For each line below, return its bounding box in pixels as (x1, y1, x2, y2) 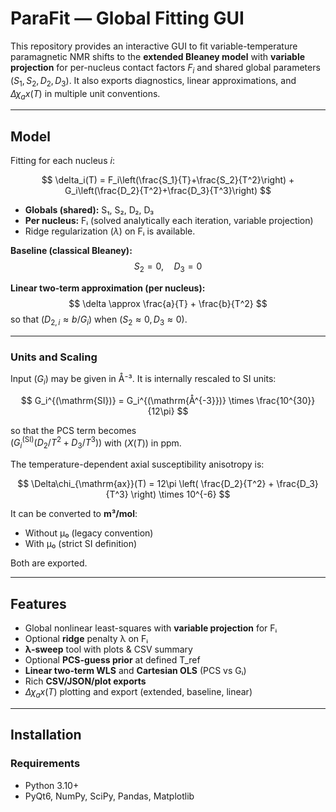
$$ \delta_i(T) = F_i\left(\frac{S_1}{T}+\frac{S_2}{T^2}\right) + (41, 174, 295, 186)
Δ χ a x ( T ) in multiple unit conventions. (10, 87, 161, 102)
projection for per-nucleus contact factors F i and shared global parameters (10, 61, 321, 76)
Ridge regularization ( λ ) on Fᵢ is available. (24, 225, 196, 237)
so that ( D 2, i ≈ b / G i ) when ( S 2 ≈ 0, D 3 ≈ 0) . (10, 313, 188, 327)
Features (10, 595, 67, 612)
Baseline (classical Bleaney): (10, 245, 133, 257)
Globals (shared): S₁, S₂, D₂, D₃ (24, 204, 155, 216)
